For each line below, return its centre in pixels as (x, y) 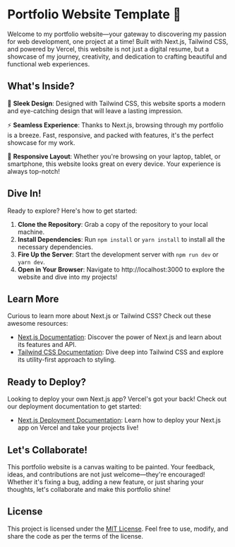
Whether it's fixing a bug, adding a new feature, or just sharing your (106, 482)
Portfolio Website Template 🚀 (94, 14)
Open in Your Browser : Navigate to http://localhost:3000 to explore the (121, 269)
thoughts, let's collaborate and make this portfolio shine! (89, 489)
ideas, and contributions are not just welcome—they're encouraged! (106, 474)
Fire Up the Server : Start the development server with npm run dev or (118, 254)
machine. (31, 232)
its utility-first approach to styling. (67, 360)
